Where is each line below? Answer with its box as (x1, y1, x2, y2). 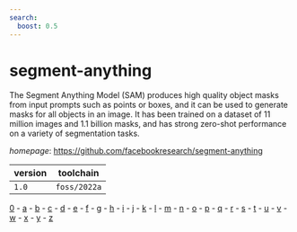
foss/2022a (55, 182, 102, 192)
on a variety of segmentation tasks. (9, 128, 141, 139)
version (13, 167, 48, 180)
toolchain (57, 167, 100, 180)
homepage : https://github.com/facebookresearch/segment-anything (9, 146, 263, 156)
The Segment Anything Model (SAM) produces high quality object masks (9, 90, 280, 101)
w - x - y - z (9, 212, 54, 223)
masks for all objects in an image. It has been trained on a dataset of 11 (9, 109, 271, 120)
